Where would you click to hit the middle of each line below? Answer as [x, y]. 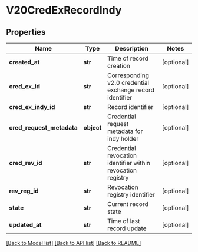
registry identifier [131, 195]
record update [127, 228]
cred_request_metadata [43, 127]
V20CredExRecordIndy [64, 10]
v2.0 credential [128, 83]
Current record [128, 204]
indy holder [123, 139]
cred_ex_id [24, 86]
